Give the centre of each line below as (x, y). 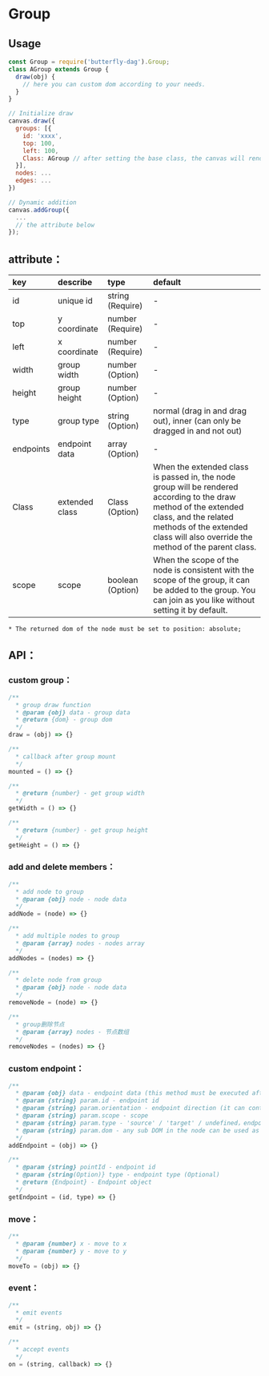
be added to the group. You (205, 590)
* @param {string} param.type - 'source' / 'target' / (109, 1123)
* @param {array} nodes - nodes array (80, 943)
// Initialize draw (41, 114)
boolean (123, 580)
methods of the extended (201, 527)
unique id (75, 301)
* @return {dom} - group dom (64, 720)
